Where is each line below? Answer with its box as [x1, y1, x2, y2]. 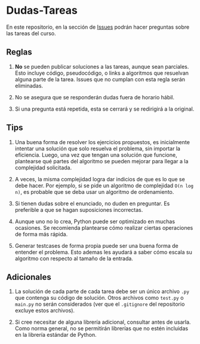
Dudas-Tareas [6, 4, 78, 17]
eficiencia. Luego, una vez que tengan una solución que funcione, [14, 151, 177, 159]
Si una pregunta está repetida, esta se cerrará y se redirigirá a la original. [14, 105, 195, 112]
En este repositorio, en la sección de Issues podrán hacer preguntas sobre [6, 23, 190, 31]
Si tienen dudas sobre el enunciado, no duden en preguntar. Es [14, 200, 170, 207]
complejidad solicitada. [14, 164, 72, 171]
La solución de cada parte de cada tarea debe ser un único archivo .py [14, 288, 190, 295]
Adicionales [6, 272, 52, 282]
